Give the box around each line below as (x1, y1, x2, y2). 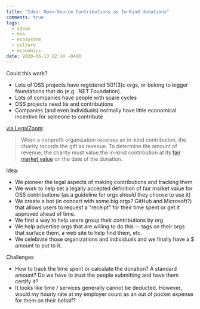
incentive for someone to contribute (14, 113, 103, 120)
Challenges (6, 253, 34, 261)
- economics (11, 48, 42, 54)
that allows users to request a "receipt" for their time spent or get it (14, 204, 180, 211)
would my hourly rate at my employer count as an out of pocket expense (14, 290, 194, 298)
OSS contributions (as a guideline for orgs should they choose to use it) (14, 191, 191, 198)
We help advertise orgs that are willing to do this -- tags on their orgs (14, 222, 185, 230)
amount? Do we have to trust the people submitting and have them (14, 271, 179, 279)
